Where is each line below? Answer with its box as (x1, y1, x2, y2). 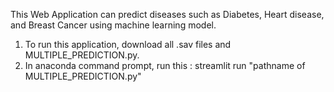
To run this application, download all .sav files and (24, 39, 232, 50)
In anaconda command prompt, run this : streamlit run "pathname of (24, 60, 306, 71)
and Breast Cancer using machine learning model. (10, 19, 217, 31)
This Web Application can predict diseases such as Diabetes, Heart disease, (10, 9, 325, 20)
